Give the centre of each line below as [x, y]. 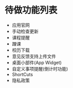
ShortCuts [22, 74]
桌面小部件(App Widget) [37, 62]
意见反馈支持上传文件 [34, 56]
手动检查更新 [25, 31]
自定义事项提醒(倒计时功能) [40, 68]
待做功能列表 [31, 10]
